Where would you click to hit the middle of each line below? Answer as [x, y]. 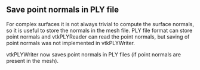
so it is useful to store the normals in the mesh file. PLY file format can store [99, 30]
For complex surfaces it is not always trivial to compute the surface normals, [100, 24]
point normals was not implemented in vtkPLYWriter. [71, 43]
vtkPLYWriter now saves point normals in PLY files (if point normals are [93, 54]
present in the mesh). [32, 61]
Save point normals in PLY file [63, 10]
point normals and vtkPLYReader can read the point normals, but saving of [98, 36]
